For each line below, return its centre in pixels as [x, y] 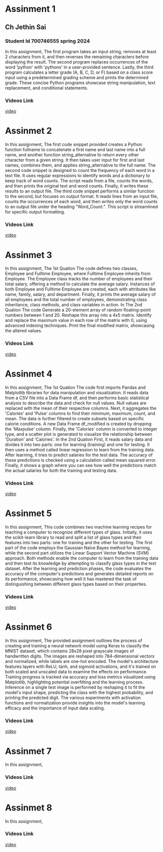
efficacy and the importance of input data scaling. [55, 708]
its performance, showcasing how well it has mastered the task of [71, 579]
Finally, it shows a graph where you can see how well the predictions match [81, 465]
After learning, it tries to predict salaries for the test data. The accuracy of [79, 455]
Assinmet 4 [29, 373]
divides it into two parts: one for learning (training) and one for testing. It [77, 444]
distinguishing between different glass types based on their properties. [76, 584]
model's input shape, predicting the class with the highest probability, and [79, 693]
